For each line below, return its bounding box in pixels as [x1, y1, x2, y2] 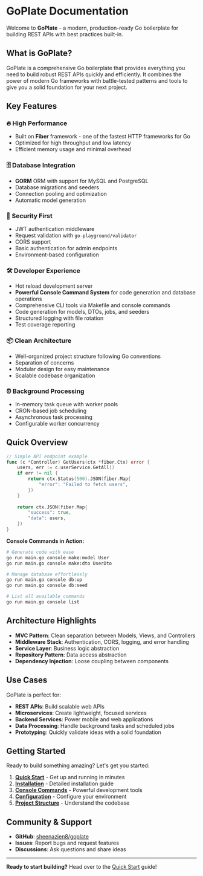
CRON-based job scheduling [14, 407, 86, 414]
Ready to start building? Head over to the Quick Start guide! [6, 863, 157, 871]
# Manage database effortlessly [6, 571, 88, 577]
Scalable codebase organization [14, 372, 95, 379]
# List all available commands [6, 594, 85, 600]
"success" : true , [28, 510, 71, 516]
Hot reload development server [14, 282, 93, 290]
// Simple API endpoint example [6, 453, 88, 459]
